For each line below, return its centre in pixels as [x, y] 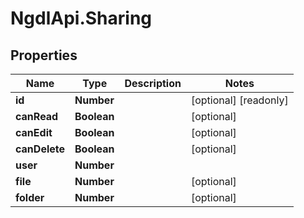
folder [30, 197]
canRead [37, 116]
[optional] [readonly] [239, 100]
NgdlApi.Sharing [81, 18]
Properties [44, 55]
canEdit [34, 132]
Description [153, 83]
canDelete [40, 149]
